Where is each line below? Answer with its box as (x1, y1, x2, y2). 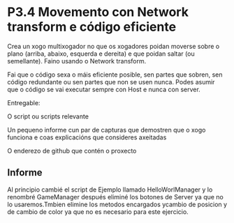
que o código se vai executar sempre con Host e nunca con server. (7, 85, 200, 93)
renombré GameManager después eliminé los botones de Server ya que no (7, 192, 224, 201)
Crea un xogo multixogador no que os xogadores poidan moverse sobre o (7, 42, 220, 50)
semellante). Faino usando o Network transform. (7, 56, 147, 65)
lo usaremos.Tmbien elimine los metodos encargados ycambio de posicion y (7, 200, 228, 208)
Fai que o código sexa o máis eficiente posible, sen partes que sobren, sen (7, 70, 223, 79)
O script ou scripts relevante (7, 112, 89, 121)
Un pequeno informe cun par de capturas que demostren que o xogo (7, 125, 206, 134)
